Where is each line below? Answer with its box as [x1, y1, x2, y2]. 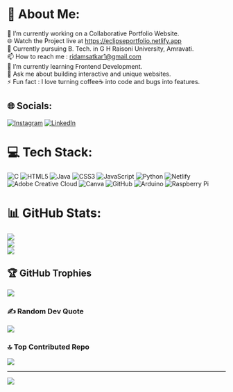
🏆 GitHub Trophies [7, 268, 92, 279]
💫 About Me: [7, 6, 80, 22]
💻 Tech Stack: [7, 144, 93, 160]
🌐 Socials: [7, 100, 53, 112]
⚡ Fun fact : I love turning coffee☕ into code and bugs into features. [7, 77, 200, 85]
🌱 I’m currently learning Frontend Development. [7, 62, 143, 70]
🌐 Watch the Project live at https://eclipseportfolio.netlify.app [7, 36, 182, 44]
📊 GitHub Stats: [7, 205, 102, 221]
